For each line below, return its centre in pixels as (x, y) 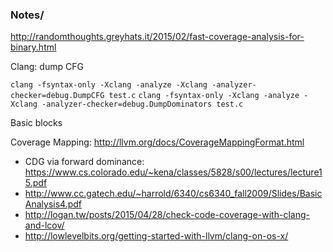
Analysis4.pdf (53, 204)
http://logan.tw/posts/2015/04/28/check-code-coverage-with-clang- (167, 215)
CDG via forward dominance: (84, 162)
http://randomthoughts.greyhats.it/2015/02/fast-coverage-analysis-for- (157, 37)
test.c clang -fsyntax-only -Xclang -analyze (204, 96)
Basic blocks (36, 123)
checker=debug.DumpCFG (57, 96)
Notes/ (27, 15)
